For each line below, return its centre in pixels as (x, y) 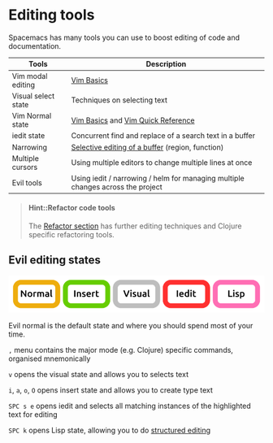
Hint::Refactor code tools (71, 208)
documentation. (35, 46)
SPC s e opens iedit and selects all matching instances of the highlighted (130, 406)
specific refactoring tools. (71, 234)
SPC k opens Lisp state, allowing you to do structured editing (110, 430)
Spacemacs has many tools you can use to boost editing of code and (124, 37)
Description (166, 64)
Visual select (33, 96)
